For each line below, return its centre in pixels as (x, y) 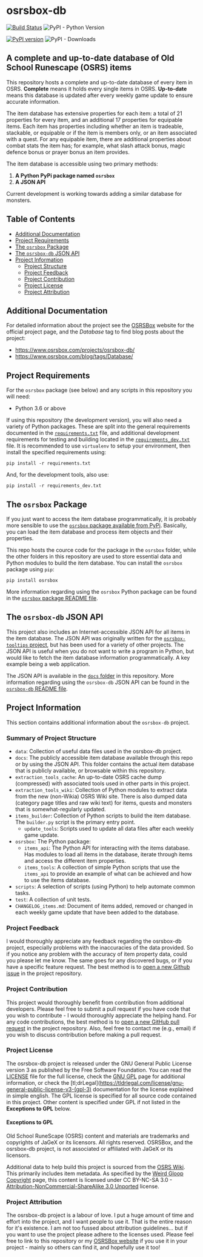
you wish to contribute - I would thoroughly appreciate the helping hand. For (101, 1015)
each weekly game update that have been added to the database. (97, 912)
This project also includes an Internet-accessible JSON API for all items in (98, 632)
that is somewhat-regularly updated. (60, 809)
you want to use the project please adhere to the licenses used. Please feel (100, 1235)
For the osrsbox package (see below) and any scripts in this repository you (99, 390)
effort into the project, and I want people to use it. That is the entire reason (99, 1222)
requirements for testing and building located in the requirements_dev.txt (98, 440)
